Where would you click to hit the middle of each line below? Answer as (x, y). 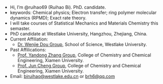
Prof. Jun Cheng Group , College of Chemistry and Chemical (79, 65)
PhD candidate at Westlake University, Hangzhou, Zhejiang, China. (79, 34)
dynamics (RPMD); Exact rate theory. (48, 18)
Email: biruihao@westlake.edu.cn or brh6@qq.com (62, 76)
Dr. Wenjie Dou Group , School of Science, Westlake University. (82, 44)
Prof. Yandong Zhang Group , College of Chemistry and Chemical (84, 55)
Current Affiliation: (29, 39)
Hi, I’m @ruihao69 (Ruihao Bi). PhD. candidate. (58, 7)
